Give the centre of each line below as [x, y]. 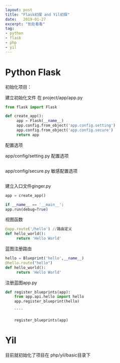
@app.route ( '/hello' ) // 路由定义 [39, 229]
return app [28, 135]
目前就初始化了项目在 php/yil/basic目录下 [48, 355]
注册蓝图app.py [21, 282]
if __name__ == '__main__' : [35, 204]
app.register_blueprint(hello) [47, 302]
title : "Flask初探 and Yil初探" [38, 15]
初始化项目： [18, 87]
